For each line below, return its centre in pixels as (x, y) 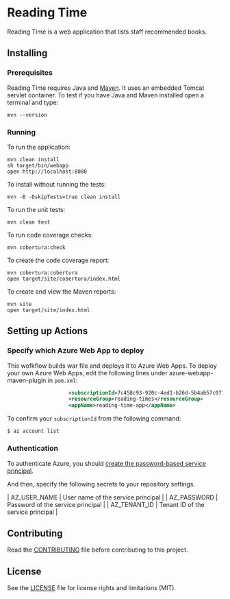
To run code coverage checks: (50, 235)
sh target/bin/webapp (38, 165)
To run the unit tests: (36, 209)
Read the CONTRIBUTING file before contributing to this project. (98, 550)
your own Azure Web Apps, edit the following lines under (87, 373)
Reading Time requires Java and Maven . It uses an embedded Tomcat (106, 88)
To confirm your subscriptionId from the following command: (94, 419)
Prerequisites (30, 73)
